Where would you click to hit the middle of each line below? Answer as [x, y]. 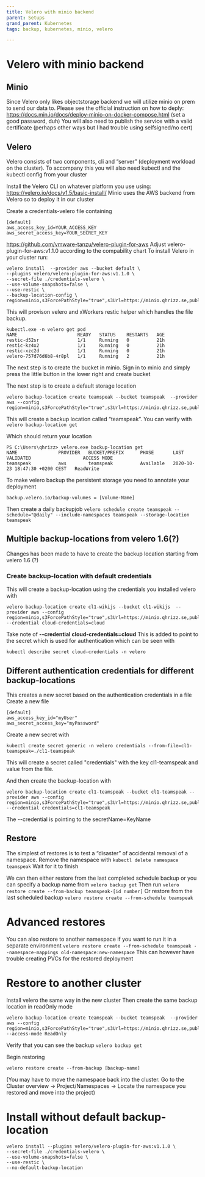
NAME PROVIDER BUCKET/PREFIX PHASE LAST [95, 453]
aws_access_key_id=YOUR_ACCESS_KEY [52, 228]
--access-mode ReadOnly [37, 1034]
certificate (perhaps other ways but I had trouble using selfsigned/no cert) [100, 128]
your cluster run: [27, 258]
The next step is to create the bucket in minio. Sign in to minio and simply [98, 368]
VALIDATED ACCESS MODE [60, 458]
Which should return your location [49, 436]
